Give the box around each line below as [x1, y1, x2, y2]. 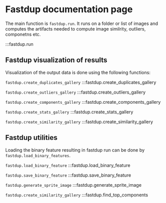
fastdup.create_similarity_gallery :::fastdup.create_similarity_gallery [5, 119, 153, 125]
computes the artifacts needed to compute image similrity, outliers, [5, 25, 146, 32]
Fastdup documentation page [5, 4, 133, 15]
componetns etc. [5, 31, 41, 37]
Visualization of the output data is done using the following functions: [5, 69, 151, 75]
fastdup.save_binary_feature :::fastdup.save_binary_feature [5, 172, 131, 178]
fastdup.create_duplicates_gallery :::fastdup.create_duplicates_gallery [5, 79, 156, 85]
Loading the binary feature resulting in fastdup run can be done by [5, 147, 145, 153]
